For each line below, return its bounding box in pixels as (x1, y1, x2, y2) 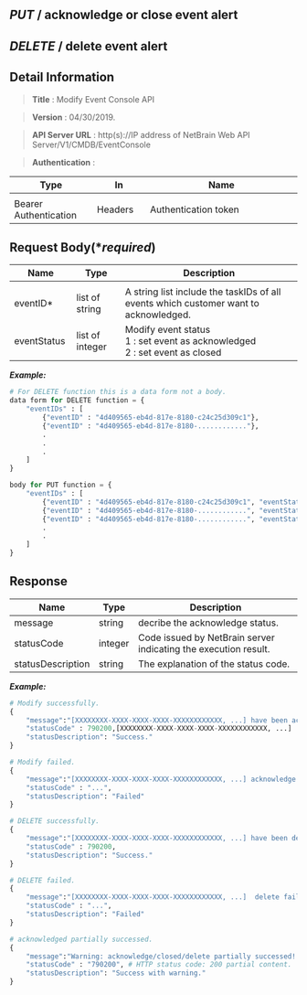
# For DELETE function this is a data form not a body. (9, 388, 227, 397)
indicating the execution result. (138, 642, 270, 655)
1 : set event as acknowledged (124, 335, 257, 348)
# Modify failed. (9, 758, 76, 767)
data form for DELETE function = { (9, 396, 145, 405)
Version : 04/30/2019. (31, 112, 116, 123)
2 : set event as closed (124, 347, 222, 359)
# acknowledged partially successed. (9, 935, 153, 944)
